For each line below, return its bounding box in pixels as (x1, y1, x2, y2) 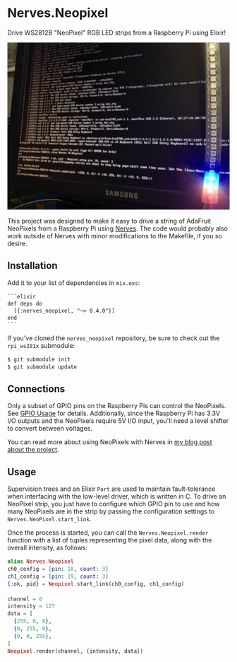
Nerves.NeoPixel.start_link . (7, 515, 92, 523)
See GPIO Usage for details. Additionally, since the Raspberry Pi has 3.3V (7, 409, 221, 418)
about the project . (7, 446, 59, 454)
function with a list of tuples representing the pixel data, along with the (7, 536, 212, 545)
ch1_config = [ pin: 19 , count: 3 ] (7, 573, 109, 580)
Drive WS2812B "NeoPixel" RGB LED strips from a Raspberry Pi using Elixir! (7, 28, 226, 37)
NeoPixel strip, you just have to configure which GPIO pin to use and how (7, 500, 220, 509)
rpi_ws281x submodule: (7, 341, 75, 349)
